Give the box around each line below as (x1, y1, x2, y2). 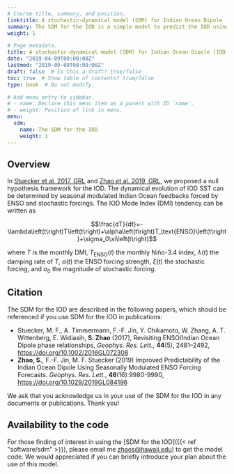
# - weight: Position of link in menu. (7, 107, 123, 114)
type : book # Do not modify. (7, 81, 95, 88)
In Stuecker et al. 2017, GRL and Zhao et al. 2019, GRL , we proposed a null (7, 177, 219, 185)
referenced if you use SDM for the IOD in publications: (7, 312, 163, 321)
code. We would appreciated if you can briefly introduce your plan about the (7, 452, 226, 461)
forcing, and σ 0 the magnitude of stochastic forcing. (7, 265, 157, 275)
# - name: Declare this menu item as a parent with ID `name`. (7, 100, 195, 107)
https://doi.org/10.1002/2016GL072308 (17, 348, 129, 356)
